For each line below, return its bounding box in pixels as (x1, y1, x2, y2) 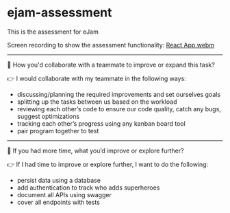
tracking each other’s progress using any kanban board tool (16, 119, 186, 128)
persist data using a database (16, 176, 101, 184)
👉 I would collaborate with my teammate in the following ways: (7, 74, 186, 82)
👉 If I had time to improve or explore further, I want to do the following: (7, 160, 209, 168)
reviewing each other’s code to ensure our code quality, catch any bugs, (16, 104, 221, 113)
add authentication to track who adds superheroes (16, 183, 160, 192)
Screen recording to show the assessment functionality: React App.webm (7, 41, 214, 49)
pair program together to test (16, 126, 99, 135)
